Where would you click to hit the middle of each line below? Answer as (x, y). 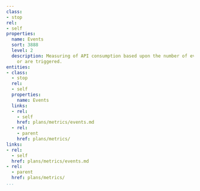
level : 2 (22, 51)
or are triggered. (40, 61)
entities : (18, 67)
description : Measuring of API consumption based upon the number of (99, 56)
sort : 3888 (25, 45)
